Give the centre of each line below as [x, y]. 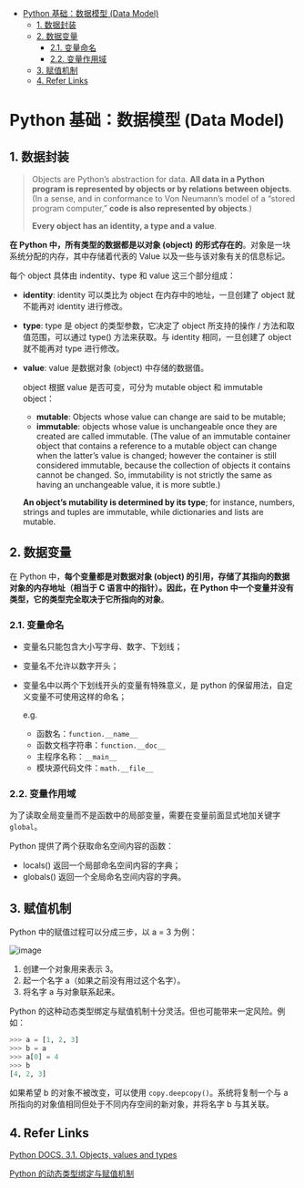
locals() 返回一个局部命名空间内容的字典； [101, 865]
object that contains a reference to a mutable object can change [157, 446]
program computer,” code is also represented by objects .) [142, 208]
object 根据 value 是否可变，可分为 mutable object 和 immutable [143, 387]
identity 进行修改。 [92, 306]
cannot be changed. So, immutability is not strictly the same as [154, 475]
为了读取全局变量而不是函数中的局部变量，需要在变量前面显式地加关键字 [145, 815]
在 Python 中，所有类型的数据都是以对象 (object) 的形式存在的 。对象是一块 [150, 245]
